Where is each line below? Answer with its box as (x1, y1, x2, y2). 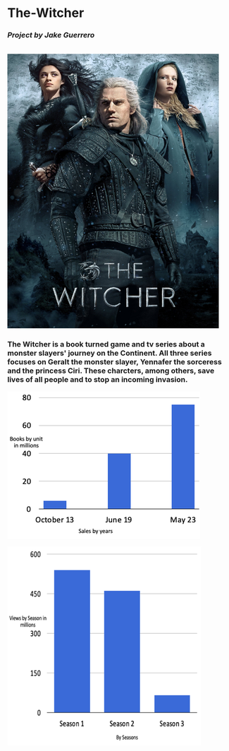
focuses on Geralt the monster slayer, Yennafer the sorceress (7, 357, 222, 367)
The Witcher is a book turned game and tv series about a (7, 340, 206, 349)
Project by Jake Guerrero (7, 30, 95, 40)
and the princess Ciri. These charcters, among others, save (7, 366, 215, 375)
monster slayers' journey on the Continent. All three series (7, 348, 212, 358)
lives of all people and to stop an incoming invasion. (7, 375, 188, 385)
